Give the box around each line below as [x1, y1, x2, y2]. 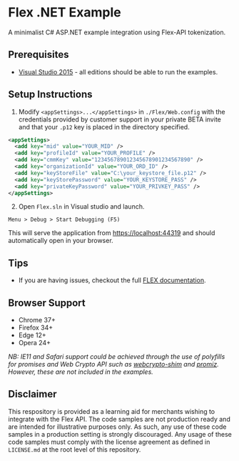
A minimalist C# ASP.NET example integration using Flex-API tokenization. [8, 28, 226, 36]
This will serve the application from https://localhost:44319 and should [8, 229, 215, 237]
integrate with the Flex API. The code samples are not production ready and [8, 415, 230, 423]
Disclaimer [8, 388, 57, 400]
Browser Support [8, 297, 86, 309]
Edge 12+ [18, 331, 46, 339]
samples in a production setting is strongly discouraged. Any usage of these [8, 430, 233, 438]
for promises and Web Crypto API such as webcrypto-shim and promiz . [8, 360, 220, 369]
